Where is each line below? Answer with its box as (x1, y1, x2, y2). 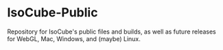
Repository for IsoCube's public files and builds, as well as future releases (7, 27, 216, 36)
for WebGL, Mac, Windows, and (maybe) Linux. (7, 34, 141, 42)
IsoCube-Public (7, 5, 98, 21)
